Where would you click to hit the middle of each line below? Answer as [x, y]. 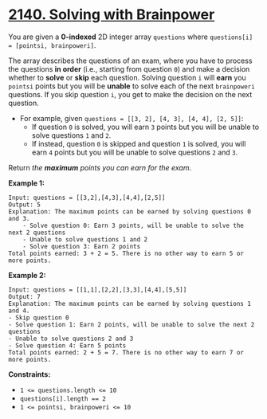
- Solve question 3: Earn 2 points [82, 246]
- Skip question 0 [39, 317]
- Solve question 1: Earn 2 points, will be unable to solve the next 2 [132, 324]
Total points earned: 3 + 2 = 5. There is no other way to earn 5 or [126, 253]
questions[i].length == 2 [63, 399]
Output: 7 [25, 296]
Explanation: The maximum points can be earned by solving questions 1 [130, 303]
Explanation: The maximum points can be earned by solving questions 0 [130, 211]
